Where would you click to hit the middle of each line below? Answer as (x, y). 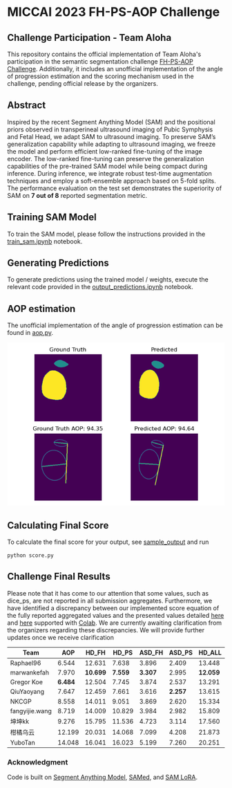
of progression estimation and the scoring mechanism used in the (101, 76)
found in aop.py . (30, 333)
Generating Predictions (58, 263)
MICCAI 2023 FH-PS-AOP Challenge (114, 12)
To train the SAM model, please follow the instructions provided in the (106, 234)
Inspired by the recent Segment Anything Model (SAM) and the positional (111, 122)
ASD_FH (151, 653)
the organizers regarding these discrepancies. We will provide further (106, 630)
